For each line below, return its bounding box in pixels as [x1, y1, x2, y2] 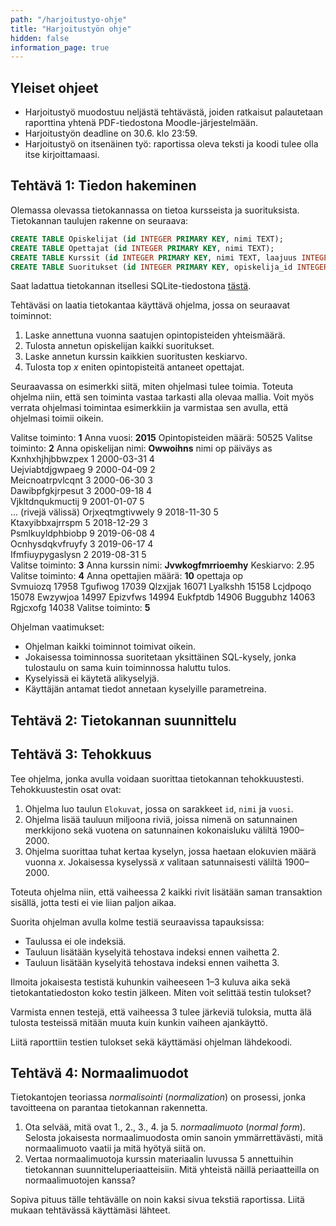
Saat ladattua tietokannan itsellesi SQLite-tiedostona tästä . [10, 280, 252, 292]
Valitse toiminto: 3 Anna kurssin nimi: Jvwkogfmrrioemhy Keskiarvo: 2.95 [10, 559, 315, 571]
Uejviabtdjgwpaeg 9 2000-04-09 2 [10, 464, 156, 476]
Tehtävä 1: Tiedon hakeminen [10, 177, 197, 195]
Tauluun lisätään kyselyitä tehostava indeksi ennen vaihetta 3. [24, 956, 280, 968]
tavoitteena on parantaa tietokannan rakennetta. [10, 1102, 208, 1114]
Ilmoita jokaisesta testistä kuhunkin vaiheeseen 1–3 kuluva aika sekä [10, 976, 291, 988]
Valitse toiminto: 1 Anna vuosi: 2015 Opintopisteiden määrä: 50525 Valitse [10, 432, 313, 444]
